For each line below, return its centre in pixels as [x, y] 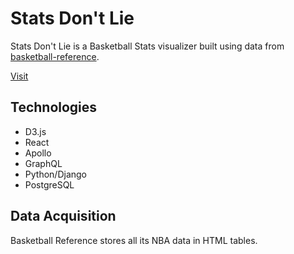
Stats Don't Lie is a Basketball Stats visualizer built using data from [147, 46]
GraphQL [43, 163]
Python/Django [55, 174]
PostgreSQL [49, 184]
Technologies [54, 107]
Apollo [38, 153]
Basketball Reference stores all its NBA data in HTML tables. [134, 240]
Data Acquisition [63, 216]
